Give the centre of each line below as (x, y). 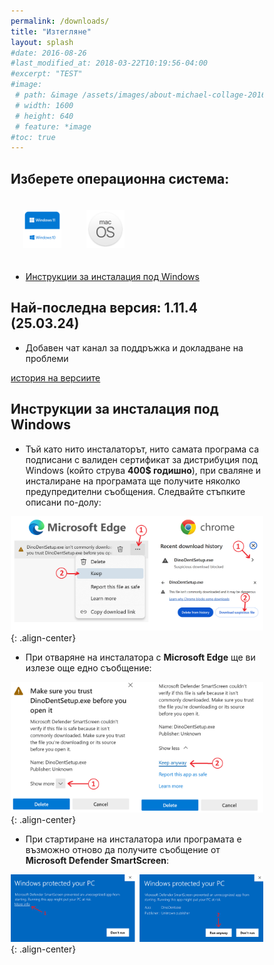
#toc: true (33, 137)
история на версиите (55, 377)
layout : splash (42, 42)
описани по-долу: (63, 502)
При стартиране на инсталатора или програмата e (133, 839)
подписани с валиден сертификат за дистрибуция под (142, 459)
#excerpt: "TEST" (46, 74)
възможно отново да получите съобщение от (123, 850)
